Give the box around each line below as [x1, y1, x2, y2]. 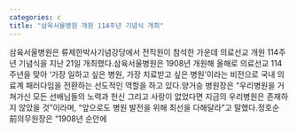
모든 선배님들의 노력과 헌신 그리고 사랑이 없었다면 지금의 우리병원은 [32, 90, 265, 102]
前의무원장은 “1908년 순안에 [9, 113, 107, 124]
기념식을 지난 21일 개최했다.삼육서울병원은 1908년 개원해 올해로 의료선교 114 [18, 58, 283, 68]
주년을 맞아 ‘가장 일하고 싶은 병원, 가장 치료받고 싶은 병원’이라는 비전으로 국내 [9, 68, 276, 80]
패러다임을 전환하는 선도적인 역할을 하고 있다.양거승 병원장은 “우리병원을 [25, 80, 276, 90]
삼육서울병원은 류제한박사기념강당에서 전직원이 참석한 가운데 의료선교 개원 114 [9, 46, 279, 58]
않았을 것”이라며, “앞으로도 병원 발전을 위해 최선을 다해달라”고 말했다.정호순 [18, 102, 280, 113]
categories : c [9, 12, 62, 22]
